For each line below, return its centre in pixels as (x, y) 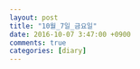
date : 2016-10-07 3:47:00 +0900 (70, 34)
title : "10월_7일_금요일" (53, 26)
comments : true (38, 43)
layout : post (34, 17)
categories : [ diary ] (48, 51)
